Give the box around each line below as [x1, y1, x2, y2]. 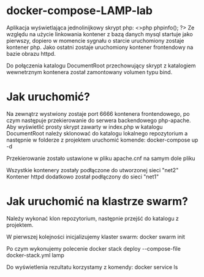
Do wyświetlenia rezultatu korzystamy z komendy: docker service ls [6, 263, 178, 270]
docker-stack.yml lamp [6, 251, 64, 259]
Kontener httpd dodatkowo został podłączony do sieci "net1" [6, 173, 159, 180]
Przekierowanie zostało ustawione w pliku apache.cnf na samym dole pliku [6, 154, 195, 162]
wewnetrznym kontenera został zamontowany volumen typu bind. [6, 68, 173, 75]
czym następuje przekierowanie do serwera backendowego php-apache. [6, 116, 191, 124]
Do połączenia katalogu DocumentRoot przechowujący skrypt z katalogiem [6, 62, 196, 69]
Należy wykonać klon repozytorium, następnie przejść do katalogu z [6, 214, 179, 222]
